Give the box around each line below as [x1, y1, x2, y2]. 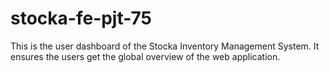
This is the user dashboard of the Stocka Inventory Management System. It [10, 40, 320, 52]
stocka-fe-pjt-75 [10, 7, 152, 30]
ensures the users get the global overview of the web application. [10, 50, 281, 62]
